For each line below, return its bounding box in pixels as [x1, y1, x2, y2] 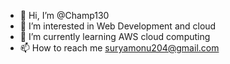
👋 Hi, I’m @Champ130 [19, 10, 110, 21]
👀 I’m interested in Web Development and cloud [19, 20, 217, 32]
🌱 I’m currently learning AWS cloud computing [19, 31, 211, 42]
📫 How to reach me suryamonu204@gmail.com [19, 42, 220, 54]
